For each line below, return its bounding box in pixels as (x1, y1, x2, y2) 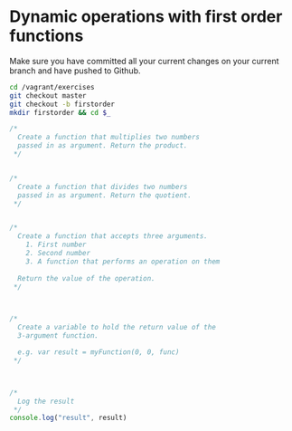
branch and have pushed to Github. (9, 65, 142, 76)
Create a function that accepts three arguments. (17, 232, 208, 241)
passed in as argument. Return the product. (17, 141, 188, 150)
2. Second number (25, 249, 91, 258)
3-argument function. (17, 331, 99, 340)
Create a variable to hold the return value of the (17, 323, 217, 332)
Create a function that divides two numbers (17, 182, 188, 191)
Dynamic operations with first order (9, 6, 283, 27)
